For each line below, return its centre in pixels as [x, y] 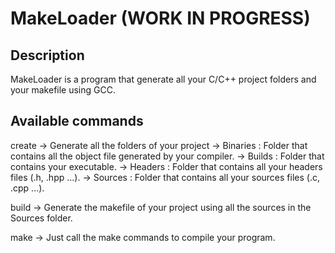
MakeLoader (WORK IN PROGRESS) [160, 18]
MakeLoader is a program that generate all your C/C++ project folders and [163, 79]
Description [47, 55]
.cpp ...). [27, 188]
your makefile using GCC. [63, 90]
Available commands [77, 121]
